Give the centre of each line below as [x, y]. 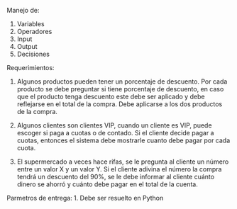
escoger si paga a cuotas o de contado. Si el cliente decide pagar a [115, 133]
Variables [31, 24]
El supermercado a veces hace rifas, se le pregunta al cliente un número [123, 162]
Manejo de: [23, 10]
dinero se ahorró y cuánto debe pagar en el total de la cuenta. [107, 184]
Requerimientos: [31, 68]
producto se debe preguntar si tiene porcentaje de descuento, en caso [120, 89]
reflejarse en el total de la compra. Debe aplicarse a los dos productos [120, 104]
